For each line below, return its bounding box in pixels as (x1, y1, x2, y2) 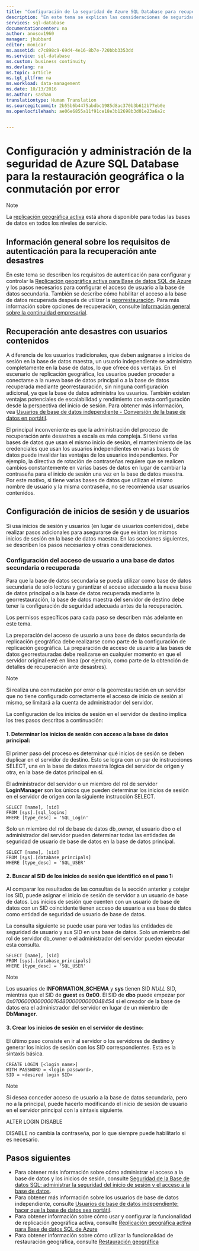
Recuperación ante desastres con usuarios (6, 326, 168, 337)
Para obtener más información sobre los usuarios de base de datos (14, 1194, 179, 1201)
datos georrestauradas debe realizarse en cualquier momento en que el (6, 650, 181, 658)
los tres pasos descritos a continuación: (6, 717, 104, 724)
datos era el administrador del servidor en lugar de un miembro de (6, 1004, 168, 1011)
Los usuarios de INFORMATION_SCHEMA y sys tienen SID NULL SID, (6, 985, 176, 992)
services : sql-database (6, 20, 65, 26)
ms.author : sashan (6, 92, 52, 98)
